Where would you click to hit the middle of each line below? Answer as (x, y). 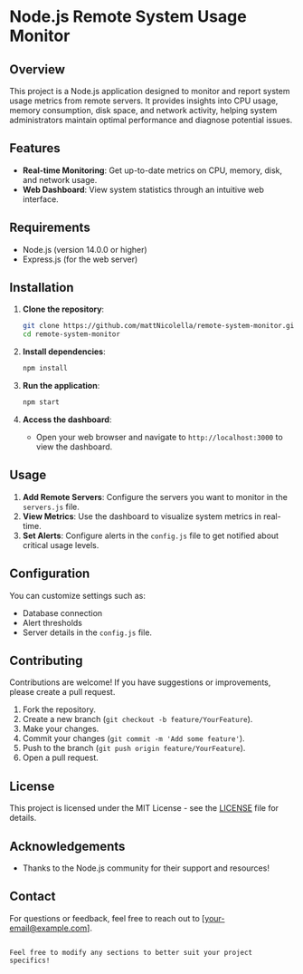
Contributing (46, 660)
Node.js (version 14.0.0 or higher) (85, 249)
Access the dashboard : (67, 419)
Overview (38, 69)
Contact (33, 897)
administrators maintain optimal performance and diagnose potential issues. (151, 120)
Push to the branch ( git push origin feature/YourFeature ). (134, 748)
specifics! (30, 960)
